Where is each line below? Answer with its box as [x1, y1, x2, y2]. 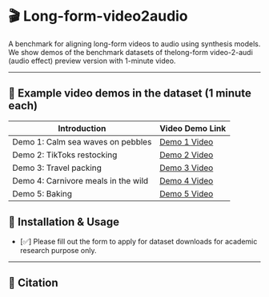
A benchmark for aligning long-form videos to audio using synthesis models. [8, 38, 261, 49]
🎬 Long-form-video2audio [8, 7, 188, 26]
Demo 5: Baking [12, 188, 73, 199]
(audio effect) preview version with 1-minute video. [8, 56, 176, 65]
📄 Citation [8, 275, 58, 289]
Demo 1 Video [159, 136, 214, 147]
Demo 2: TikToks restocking [12, 149, 118, 160]
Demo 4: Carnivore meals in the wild [12, 175, 149, 186]
